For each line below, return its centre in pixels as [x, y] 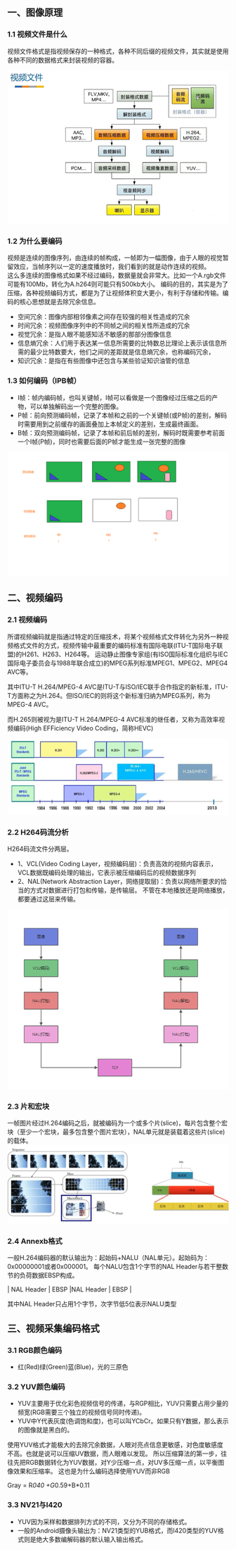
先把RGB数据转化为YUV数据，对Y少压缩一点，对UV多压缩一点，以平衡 [116, 1463]
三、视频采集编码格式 [53, 1329]
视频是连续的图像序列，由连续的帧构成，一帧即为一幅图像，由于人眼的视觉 [115, 258]
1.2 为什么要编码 [35, 241]
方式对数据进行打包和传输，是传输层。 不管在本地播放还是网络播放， [129, 890]
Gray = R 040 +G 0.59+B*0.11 [48, 1485]
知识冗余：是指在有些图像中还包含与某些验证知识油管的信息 [104, 361]
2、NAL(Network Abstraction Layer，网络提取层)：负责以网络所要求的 [119, 882]
